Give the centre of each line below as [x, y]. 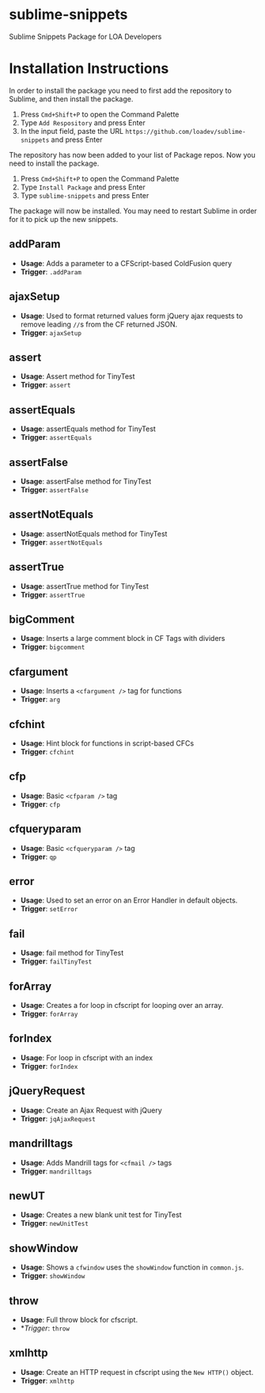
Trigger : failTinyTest [56, 961]
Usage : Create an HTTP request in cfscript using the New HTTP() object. [137, 1372]
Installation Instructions [89, 69]
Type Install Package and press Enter [83, 187]
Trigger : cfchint [47, 752]
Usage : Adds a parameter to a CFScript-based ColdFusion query [126, 263]
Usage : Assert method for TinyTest [78, 376]
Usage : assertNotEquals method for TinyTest [94, 533]
